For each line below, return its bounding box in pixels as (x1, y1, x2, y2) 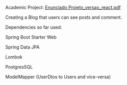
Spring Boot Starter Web (5, 34, 57, 40)
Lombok (5, 54, 23, 60)
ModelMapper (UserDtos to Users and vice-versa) (5, 74, 111, 80)
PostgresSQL (5, 64, 33, 70)
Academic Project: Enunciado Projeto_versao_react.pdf (5, 5, 121, 10)
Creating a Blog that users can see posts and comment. (5, 14, 122, 20)
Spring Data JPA (5, 44, 40, 50)
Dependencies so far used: (5, 24, 62, 30)
